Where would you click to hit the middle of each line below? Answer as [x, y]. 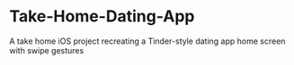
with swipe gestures [47, 50]
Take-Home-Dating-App [102, 16]
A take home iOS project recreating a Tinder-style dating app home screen [147, 41]
